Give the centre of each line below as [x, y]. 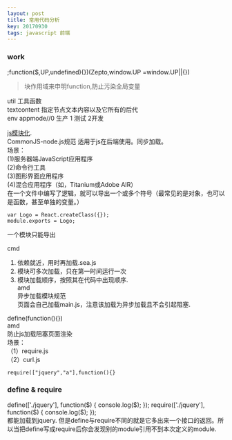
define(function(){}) [35, 318]
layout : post [26, 13]
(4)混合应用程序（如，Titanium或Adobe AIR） [72, 184]
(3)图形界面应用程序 [36, 176]
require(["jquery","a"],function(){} [61, 372]
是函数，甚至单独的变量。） [45, 201]
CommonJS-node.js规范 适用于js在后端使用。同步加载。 [87, 141]
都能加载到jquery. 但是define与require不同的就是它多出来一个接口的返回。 [113, 420]
